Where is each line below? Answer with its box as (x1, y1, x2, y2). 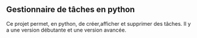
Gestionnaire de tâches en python (6, 5, 136, 15)
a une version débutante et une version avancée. (6, 26, 127, 33)
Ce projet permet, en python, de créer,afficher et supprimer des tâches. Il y (6, 20, 191, 27)
